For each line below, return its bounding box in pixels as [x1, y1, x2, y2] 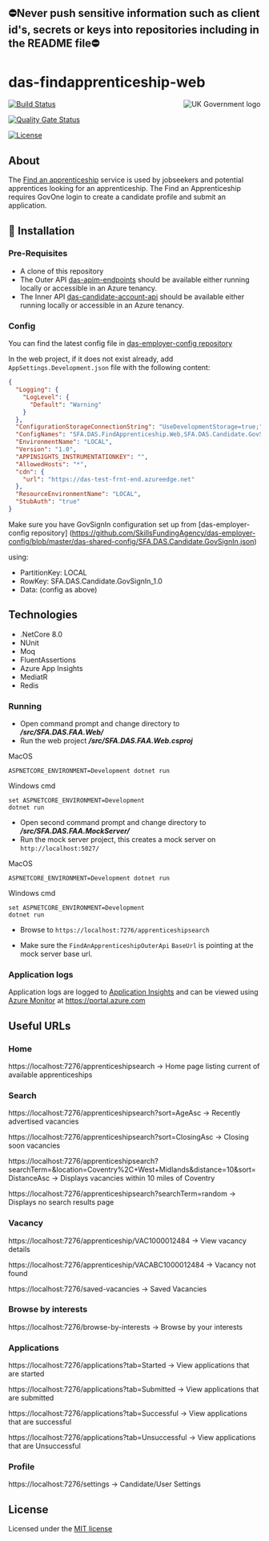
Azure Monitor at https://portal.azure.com [8, 996, 146, 1006]
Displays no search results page [8, 1197, 114, 1207]
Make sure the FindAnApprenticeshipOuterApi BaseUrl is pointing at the [19, 940, 254, 949]
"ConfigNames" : [15, 430, 66, 439]
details [8, 1244, 30, 1254]
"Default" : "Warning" [29, 400, 102, 409]
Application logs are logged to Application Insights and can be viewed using [8, 987, 259, 997]
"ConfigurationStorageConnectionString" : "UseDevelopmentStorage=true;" [15, 423, 263, 431]
